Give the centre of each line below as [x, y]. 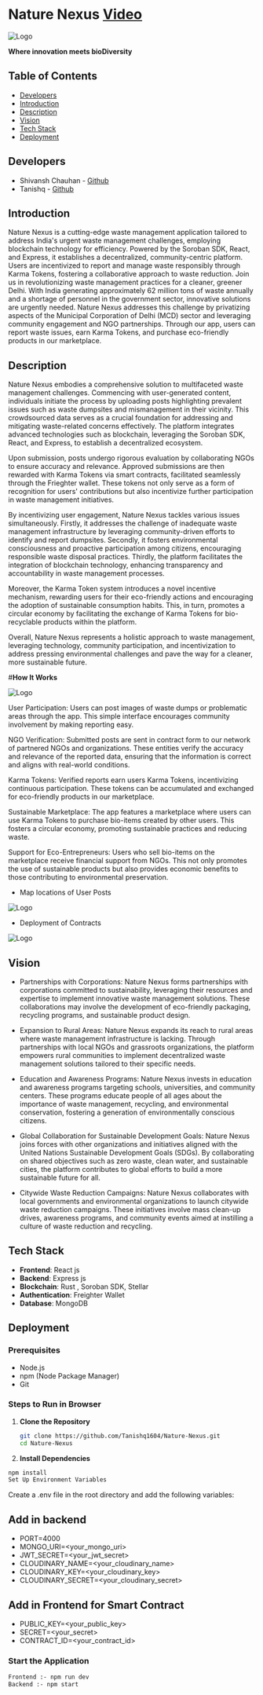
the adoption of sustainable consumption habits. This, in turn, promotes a [126, 606]
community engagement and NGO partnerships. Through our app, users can [132, 324]
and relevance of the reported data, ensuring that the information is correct [130, 756]
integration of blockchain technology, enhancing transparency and [116, 565]
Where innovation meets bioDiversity [70, 51]
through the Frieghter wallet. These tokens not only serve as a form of [121, 483]
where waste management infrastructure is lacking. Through [117, 1039]
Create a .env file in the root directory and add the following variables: [121, 1495]
